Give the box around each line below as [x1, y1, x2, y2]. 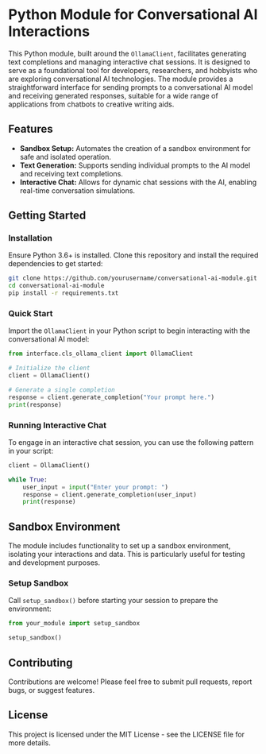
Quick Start [8, 307, 53, 319]
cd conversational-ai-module [8, 282, 105, 290]
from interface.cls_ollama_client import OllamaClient [8, 350, 194, 358]
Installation [8, 233, 53, 244]
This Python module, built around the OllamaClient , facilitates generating [8, 48, 247, 58]
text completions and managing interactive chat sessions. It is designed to [8, 57, 251, 67]
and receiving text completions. [19, 168, 123, 178]
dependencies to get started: [8, 259, 103, 269]
